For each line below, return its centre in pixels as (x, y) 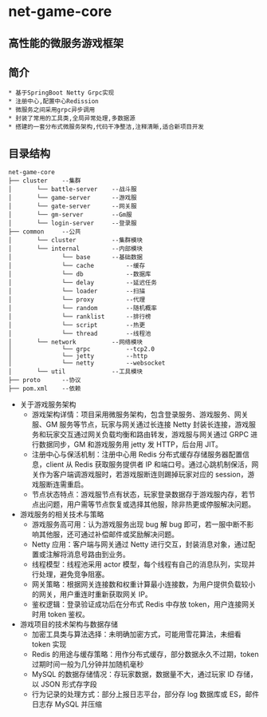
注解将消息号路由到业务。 (88, 555)
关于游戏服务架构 (48, 404)
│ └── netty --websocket (87, 363)
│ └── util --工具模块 (76, 372)
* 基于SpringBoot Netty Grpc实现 (61, 93)
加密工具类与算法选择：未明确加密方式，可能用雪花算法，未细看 (136, 635)
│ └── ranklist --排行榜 (80, 317)
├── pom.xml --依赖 (45, 389)
